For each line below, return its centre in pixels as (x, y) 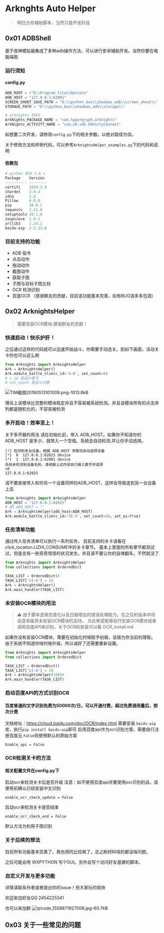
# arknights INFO (23, 115)
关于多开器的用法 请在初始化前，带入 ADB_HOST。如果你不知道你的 (73, 435)
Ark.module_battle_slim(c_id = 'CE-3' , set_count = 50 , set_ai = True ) (73, 516)
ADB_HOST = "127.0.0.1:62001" (36, 97)
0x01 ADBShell (28, 38)
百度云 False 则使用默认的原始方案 (43, 736)
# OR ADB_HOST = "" (25, 507)
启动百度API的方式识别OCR (37, 693)
